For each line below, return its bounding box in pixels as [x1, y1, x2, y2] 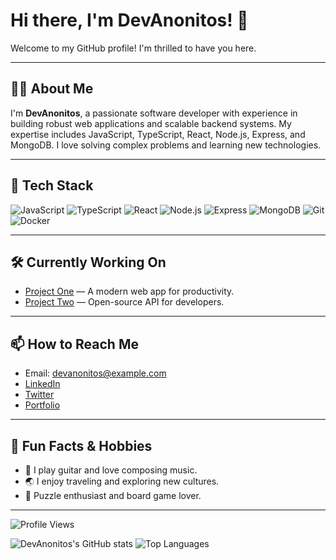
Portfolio [24, 399, 61, 411]
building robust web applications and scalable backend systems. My [10, 117, 292, 129]
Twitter [24, 389, 55, 401]
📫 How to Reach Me [10, 335, 139, 353]
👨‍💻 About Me [10, 80, 94, 98]
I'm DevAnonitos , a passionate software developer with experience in [10, 107, 298, 119]
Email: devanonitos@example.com [24, 367, 167, 379]
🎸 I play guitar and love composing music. [24, 464, 198, 476]
